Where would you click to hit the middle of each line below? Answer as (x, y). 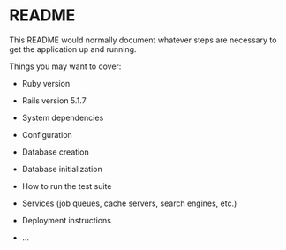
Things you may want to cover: (65, 66)
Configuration (47, 134)
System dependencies (63, 117)
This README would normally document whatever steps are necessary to (143, 40)
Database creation (56, 152)
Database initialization (62, 169)
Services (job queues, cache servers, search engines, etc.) (129, 203)
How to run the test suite (67, 186)
